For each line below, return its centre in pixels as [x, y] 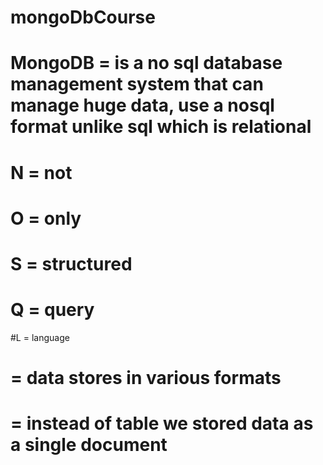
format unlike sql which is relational [161, 127]
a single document [89, 445]
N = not [41, 172]
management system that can [137, 84]
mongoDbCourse [83, 17]
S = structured [71, 263]
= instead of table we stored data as [162, 423]
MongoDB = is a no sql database [146, 63]
